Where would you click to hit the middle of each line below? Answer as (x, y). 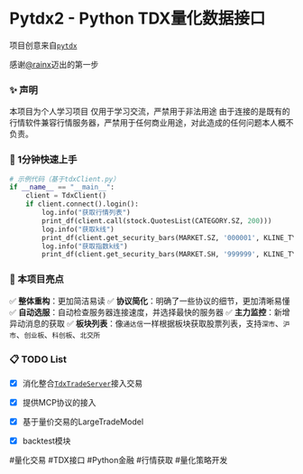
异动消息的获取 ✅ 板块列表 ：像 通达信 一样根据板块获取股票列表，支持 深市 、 (147, 323)
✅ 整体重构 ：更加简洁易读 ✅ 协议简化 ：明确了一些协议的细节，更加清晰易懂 (150, 301)
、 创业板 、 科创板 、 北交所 (58, 334)
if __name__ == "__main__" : (62, 187)
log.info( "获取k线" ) (78, 229)
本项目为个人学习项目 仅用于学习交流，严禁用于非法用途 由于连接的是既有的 (150, 112)
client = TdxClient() (66, 196)
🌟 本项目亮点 (37, 279)
